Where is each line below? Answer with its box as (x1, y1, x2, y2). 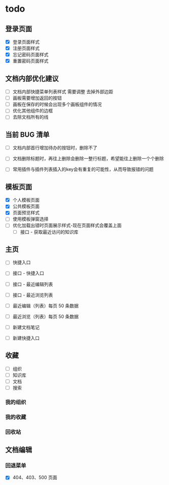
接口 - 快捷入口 (12, 270, 45, 276)
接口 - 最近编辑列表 (12, 281, 53, 287)
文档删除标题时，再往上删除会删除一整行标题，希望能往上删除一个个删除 (12, 156, 164, 162)
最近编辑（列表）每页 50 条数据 (12, 303, 79, 309)
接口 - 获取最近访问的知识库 (20, 229, 79, 235)
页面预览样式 (12, 210, 40, 216)
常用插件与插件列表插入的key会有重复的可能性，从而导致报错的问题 (12, 166, 154, 172)
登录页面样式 (12, 39, 40, 45)
